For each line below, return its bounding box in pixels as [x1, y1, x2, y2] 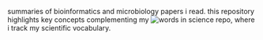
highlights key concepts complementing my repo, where [7, 15, 255, 24]
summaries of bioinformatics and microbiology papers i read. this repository [7, 7, 254, 16]
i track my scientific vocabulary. [7, 24, 111, 32]
